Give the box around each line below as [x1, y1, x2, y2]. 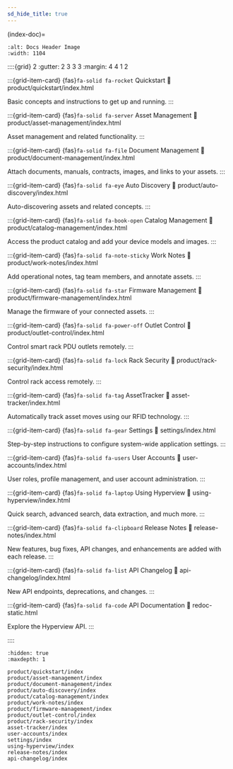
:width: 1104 [7, 50, 46, 57]
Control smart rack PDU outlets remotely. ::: [7, 342, 134, 351]
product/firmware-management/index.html [7, 293, 132, 302]
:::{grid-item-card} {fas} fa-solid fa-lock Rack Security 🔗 [7, 356, 175, 364]
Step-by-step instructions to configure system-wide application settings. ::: [7, 439, 226, 448]
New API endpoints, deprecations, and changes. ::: [7, 587, 155, 595]
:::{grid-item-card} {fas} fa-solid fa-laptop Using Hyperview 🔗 [7, 488, 191, 497]
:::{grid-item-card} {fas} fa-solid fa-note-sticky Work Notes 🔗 [7, 251, 191, 259]
